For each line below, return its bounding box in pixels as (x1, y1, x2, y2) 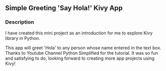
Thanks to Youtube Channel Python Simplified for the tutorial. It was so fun (5, 50, 158, 56)
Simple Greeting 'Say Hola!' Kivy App (5, 4, 123, 12)
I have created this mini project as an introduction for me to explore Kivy (5, 30, 153, 36)
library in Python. (5, 35, 40, 41)
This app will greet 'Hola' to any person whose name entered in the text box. (5, 44, 162, 51)
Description (5, 19, 34, 26)
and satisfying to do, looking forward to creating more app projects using (5, 55, 155, 61)
